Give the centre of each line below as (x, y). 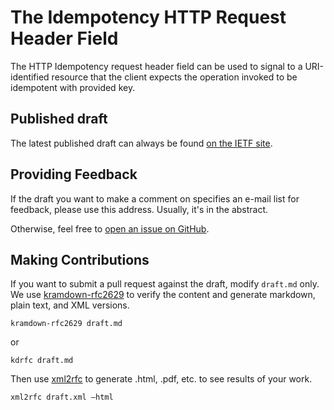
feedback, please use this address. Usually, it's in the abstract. (139, 209)
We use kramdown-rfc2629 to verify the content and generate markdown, (163, 295)
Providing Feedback (74, 174)
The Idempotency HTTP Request (148, 17)
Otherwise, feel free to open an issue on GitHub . (110, 228)
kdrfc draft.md (42, 361)
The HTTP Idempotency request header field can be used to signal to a (156, 66)
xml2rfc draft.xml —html (62, 397)
